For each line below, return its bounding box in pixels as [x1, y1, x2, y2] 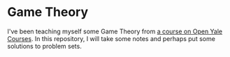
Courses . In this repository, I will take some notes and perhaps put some [7, 34, 215, 42]
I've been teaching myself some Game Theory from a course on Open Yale [7, 27, 223, 35]
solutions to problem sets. [7, 42, 82, 50]
